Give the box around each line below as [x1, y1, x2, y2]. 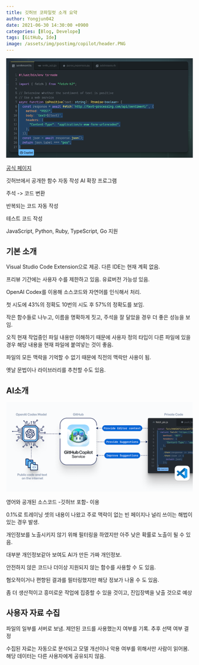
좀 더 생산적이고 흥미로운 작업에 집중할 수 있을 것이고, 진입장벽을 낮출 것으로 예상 [6, 588, 192, 596]
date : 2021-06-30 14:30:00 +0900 [6, 22, 89, 28]
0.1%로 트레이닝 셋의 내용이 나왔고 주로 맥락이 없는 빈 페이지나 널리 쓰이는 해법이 [6, 511, 193, 518]
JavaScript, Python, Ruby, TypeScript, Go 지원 [6, 227, 118, 235]
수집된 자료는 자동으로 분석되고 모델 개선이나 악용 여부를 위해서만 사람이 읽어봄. [6, 645, 190, 652]
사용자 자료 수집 [6, 608, 60, 618]
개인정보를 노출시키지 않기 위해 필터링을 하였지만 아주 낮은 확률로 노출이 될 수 [6, 531, 185, 538]
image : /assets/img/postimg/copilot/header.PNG [6, 41, 126, 47]
